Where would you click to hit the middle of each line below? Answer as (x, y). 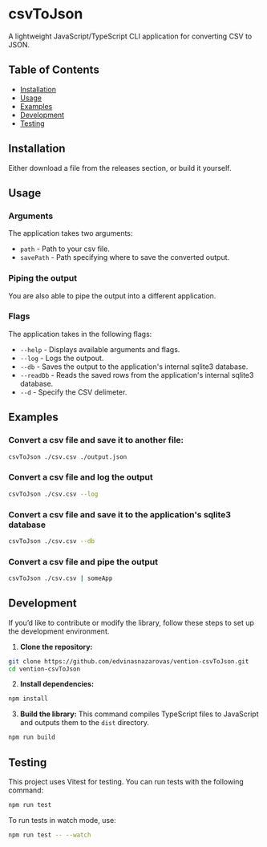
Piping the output (43, 278)
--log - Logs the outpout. (62, 358)
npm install (28, 699)
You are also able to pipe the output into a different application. (112, 296)
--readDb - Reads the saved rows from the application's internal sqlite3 (137, 375)
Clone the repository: (56, 646)
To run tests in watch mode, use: (62, 820)
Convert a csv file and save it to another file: (96, 440)
